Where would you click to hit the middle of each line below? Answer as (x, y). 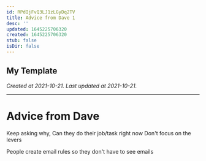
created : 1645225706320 (37, 35)
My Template (32, 71)
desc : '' (17, 23)
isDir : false (23, 47)
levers (14, 140)
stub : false (21, 40)
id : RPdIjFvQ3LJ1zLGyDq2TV (41, 12)
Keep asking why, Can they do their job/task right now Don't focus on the (99, 133)
